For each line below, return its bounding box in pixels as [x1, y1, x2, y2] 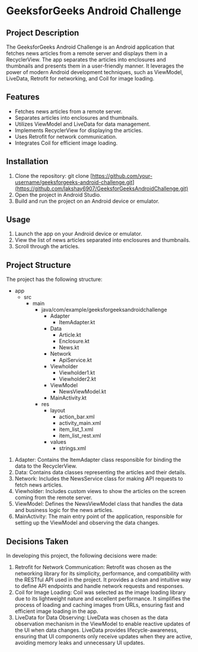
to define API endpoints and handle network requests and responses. [14, 583, 184, 590]
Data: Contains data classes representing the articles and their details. [14, 469, 187, 476]
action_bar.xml [59, 413, 95, 420]
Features [6, 92, 40, 102]
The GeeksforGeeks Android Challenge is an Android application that [6, 43, 175, 50]
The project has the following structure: [6, 276, 103, 283]
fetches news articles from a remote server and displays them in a [6, 50, 168, 57]
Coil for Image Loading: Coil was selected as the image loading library [14, 589, 186, 596]
